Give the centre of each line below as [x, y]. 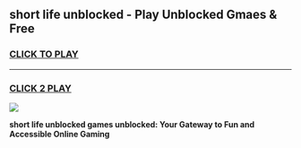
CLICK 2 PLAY [40, 88]
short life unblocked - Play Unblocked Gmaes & [143, 15]
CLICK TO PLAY [44, 55]
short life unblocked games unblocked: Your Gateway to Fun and [132, 124]
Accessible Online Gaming [60, 134]
